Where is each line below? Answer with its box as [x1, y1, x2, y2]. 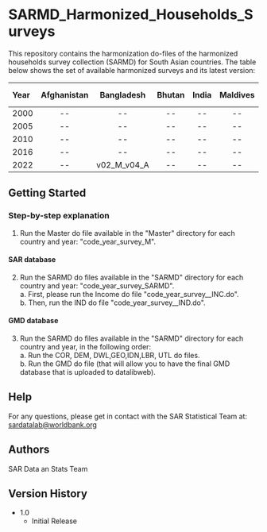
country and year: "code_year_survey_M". [19, 237, 157, 246]
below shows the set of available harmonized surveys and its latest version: [8, 65, 256, 75]
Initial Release [31, 516, 78, 526]
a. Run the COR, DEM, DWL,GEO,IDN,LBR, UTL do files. [19, 351, 200, 360]
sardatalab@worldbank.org [8, 419, 98, 430]
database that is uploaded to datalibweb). [19, 368, 157, 377]
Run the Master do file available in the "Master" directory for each [19, 228, 236, 237]
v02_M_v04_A [96, 159, 149, 170]
